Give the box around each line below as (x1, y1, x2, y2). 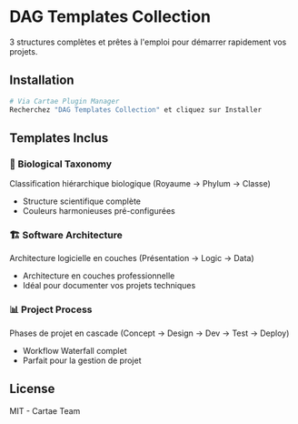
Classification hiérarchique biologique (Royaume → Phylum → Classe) (9, 178, 271, 189)
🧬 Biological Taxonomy (9, 157, 112, 170)
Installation (9, 73, 74, 88)
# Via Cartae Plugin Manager (9, 96, 120, 106)
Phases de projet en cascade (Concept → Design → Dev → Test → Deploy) (9, 328, 290, 338)
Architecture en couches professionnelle (22, 270, 175, 281)
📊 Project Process (9, 303, 93, 316)
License (9, 381, 55, 397)
